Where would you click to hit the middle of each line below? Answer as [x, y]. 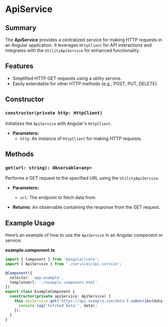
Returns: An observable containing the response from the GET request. [86, 207]
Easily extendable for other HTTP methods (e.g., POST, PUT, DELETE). [85, 83]
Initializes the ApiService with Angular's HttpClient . [58, 123]
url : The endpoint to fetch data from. [58, 198]
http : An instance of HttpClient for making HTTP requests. [81, 138]
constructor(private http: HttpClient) [54, 113]
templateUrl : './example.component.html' [54, 282]
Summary [21, 28]
